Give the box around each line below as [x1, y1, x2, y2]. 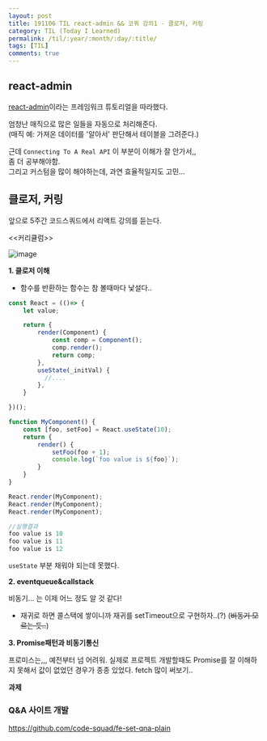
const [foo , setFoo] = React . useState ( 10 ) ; [23, 426, 172, 434]
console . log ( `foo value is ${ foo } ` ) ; [51, 455, 180, 464]
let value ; [23, 307, 60, 315]
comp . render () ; [51, 344, 104, 352]
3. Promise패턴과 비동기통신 [8, 638, 100, 647]
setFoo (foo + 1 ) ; [51, 448, 111, 456]
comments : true [8, 49, 60, 57]
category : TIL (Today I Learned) [8, 27, 121, 35]
